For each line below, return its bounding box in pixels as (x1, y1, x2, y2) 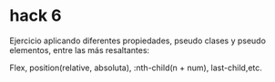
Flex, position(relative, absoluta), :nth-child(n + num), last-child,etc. (9, 62, 262, 73)
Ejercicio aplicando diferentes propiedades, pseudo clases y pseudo (9, 35, 267, 46)
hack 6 (9, 5, 62, 26)
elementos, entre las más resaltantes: (9, 44, 150, 55)
